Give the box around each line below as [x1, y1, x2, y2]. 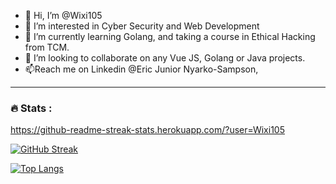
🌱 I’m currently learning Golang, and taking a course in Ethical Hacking [24, 31, 316, 42]
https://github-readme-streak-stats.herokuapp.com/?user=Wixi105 [10, 124, 285, 136]
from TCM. [24, 41, 70, 53]
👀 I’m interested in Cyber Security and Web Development [24, 20, 260, 32]
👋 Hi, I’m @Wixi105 [24, 10, 103, 21]
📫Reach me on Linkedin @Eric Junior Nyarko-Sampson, [24, 63, 259, 75]
